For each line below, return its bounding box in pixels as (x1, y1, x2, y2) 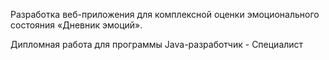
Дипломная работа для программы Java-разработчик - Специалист (10, 39, 304, 50)
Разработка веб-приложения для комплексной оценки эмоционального (10, 9, 320, 20)
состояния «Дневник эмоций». (10, 19, 143, 31)
